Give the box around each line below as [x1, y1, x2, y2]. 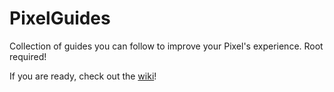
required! [9, 50, 47, 62]
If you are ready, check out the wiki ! [9, 70, 157, 82]
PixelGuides [9, 7, 111, 30]
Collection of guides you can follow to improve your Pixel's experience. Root [9, 40, 324, 52]
